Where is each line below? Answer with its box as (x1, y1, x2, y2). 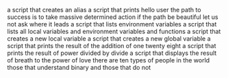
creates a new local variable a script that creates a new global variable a (7, 35, 211, 43)
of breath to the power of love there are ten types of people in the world (7, 56, 210, 64)
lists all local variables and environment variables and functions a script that (7, 27, 221, 35)
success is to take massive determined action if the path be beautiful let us (7, 13, 218, 21)
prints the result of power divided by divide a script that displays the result (7, 49, 217, 57)
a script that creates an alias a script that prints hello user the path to (7, 6, 201, 14)
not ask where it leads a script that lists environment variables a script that (7, 20, 217, 28)
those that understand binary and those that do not (7, 64, 151, 71)
